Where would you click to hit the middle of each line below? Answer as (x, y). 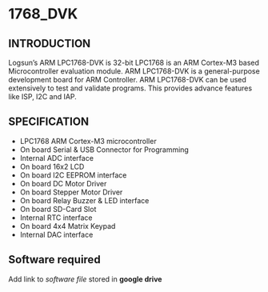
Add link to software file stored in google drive (85, 279)
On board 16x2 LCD (52, 166)
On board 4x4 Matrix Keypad (68, 226)
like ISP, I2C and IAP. (43, 96)
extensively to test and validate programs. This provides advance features (130, 88)
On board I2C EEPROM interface (73, 175)
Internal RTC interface (56, 218)
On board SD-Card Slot (58, 209)
